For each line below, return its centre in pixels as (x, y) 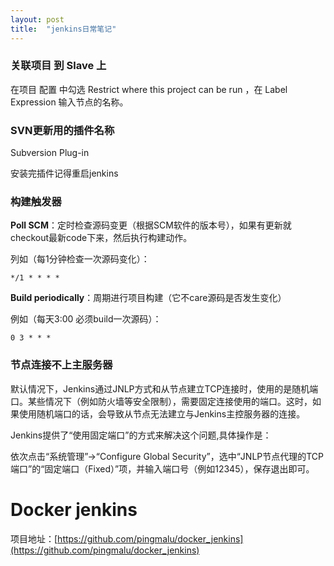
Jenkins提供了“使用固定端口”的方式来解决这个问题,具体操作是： (141, 435)
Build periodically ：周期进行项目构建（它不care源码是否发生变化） (148, 298)
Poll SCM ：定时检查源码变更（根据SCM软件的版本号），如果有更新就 (151, 225)
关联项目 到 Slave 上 (58, 66)
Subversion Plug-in (50, 153)
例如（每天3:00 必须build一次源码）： (86, 319)
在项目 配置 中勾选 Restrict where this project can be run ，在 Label (149, 89)
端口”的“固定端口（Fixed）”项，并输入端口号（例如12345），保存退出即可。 (162, 468)
